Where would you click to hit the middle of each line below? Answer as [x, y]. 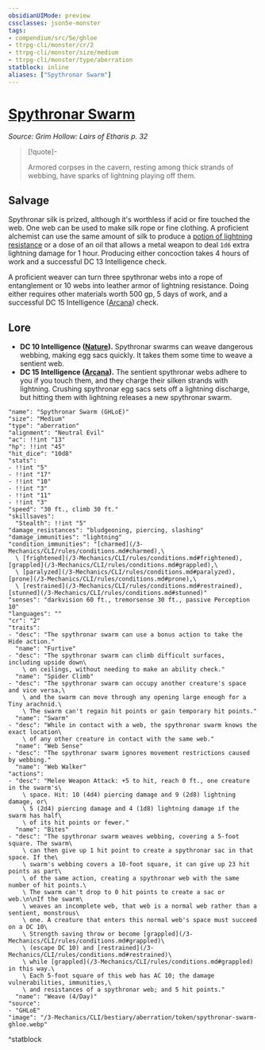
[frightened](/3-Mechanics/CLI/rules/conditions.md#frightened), [133, 558]
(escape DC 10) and [61, 948]
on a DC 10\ [28, 927]
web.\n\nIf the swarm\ [46, 900]
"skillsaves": [32, 517]
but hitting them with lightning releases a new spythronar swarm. [126, 398]
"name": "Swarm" [42, 718]
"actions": [26, 774]
